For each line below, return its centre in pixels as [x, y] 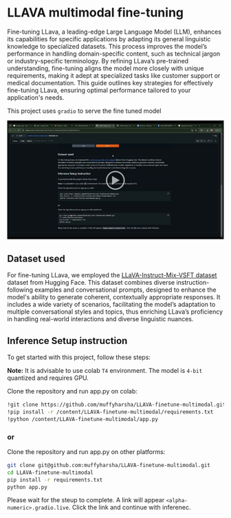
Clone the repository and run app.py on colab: [72, 391]
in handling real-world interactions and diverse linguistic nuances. [100, 319]
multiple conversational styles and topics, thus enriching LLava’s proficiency [115, 312]
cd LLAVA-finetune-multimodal [51, 473]
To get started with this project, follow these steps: [79, 357]
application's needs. [36, 97]
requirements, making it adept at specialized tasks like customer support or [114, 75]
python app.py [27, 487]
